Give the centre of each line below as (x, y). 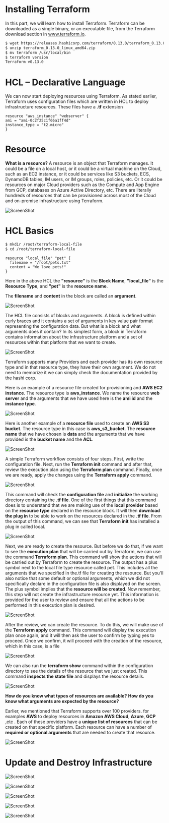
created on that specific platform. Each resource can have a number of (78, 727)
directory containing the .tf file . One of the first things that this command (81, 500)
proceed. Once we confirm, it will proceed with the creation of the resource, (84, 640)
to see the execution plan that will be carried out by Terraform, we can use (83, 551)
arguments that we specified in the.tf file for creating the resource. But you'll (84, 573)
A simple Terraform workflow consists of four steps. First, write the (75, 459)
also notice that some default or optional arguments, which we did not (78, 578)
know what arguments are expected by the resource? (62, 701)
